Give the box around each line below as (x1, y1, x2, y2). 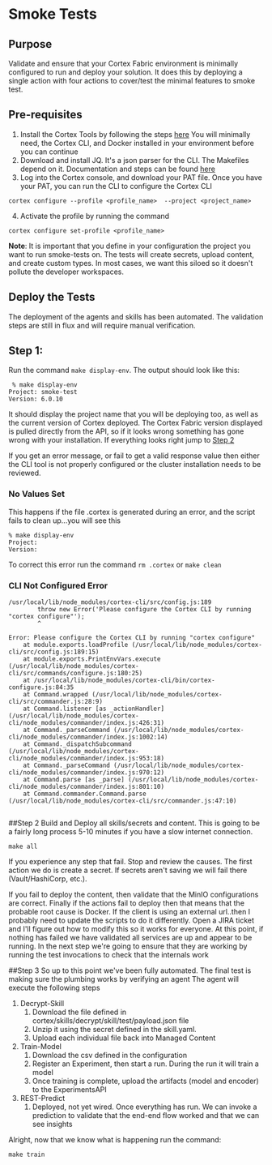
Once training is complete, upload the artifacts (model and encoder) (32, 1076, 259, 1086)
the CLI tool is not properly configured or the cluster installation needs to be (8, 460, 261, 469)
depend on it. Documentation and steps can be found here (19, 164, 216, 173)
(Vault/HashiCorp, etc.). (8, 874, 87, 884)
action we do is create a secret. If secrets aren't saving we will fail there (8, 865, 248, 876)
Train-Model (19, 1042, 62, 1051)
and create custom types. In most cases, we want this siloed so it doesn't (8, 258, 253, 268)
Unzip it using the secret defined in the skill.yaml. (32, 1025, 197, 1034)
